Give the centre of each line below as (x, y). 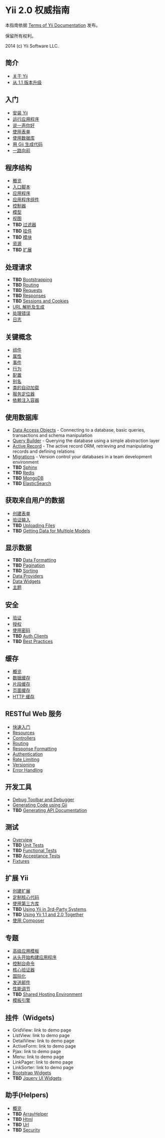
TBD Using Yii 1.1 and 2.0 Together (48, 914)
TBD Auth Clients (30, 636)
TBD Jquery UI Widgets (37, 1078)
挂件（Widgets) (30, 1018)
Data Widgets (27, 581)
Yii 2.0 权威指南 (38, 10)
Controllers (24, 738)
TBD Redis (23, 472)
